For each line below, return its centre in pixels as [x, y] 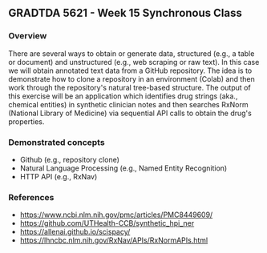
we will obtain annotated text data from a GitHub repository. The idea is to [130, 70]
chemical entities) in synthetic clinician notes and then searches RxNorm [128, 104]
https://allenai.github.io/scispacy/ [75, 232]
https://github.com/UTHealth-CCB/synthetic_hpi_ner [107, 223]
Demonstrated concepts [57, 142]
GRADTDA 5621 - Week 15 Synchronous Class [125, 13]
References [31, 197]
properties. [26, 121]
